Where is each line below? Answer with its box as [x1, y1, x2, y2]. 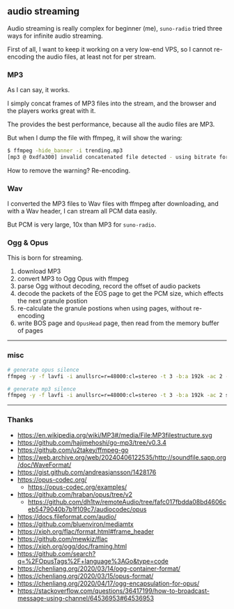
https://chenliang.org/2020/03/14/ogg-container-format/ [17, 564, 181, 573]
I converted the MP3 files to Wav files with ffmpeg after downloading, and [7, 200, 219, 208]
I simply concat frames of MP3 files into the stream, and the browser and [7, 99, 217, 107]
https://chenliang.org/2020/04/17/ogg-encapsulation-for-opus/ [17, 579, 200, 587]
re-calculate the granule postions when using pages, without [17, 304, 192, 313]
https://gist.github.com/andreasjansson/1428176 [17, 467, 157, 476]
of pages [17, 326, 44, 335]
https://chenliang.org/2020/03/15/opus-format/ [17, 571, 154, 580]
